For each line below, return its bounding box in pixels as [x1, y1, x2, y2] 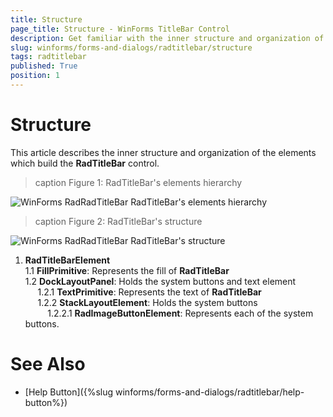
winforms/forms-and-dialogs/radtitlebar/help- [115, 386, 305, 398]
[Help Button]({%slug [24, 386, 114, 398]
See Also [10, 353, 86, 375]
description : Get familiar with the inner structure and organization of [10, 33, 325, 43]
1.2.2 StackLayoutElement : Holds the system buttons [37, 296, 258, 308]
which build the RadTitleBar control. [10, 157, 160, 169]
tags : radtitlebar [10, 52, 87, 62]
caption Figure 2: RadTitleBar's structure [34, 215, 203, 227]
